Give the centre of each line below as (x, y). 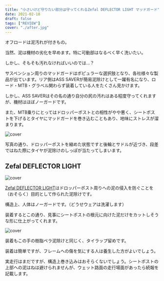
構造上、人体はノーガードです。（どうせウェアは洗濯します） (66, 204)
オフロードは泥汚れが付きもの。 (37, 42)
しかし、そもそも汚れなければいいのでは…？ (50, 63)
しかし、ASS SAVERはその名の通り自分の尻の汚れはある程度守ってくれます (81, 96)
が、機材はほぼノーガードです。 (37, 102)
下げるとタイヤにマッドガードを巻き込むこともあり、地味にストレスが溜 (86, 119)
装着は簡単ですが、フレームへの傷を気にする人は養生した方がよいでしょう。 (82, 251)
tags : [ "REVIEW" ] (23, 23)
